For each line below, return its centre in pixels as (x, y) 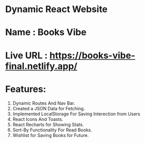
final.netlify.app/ (41, 66)
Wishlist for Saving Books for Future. (51, 135)
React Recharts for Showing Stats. (48, 124)
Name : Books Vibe (46, 32)
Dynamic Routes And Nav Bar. (44, 103)
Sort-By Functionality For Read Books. (52, 130)
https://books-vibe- (92, 55)
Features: (26, 89)
